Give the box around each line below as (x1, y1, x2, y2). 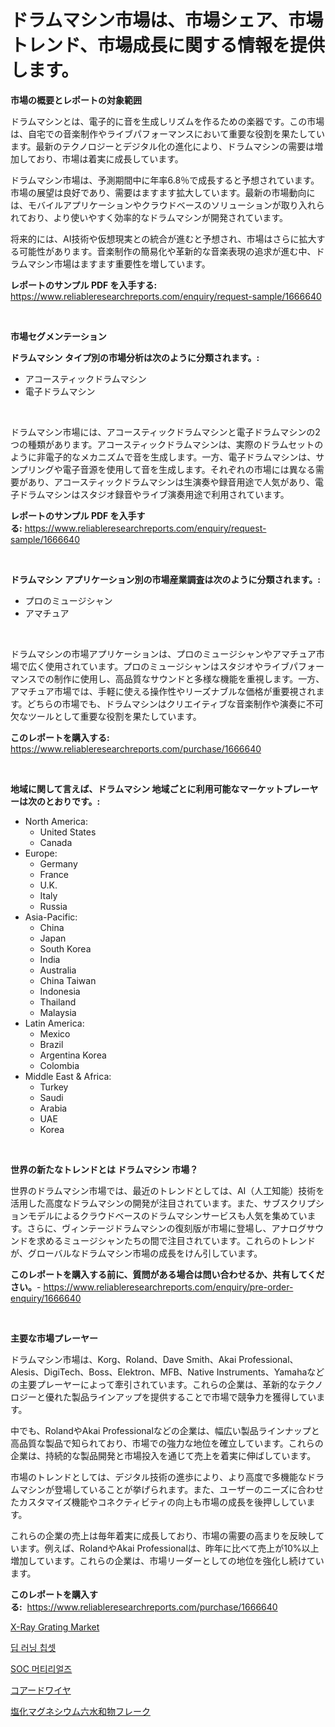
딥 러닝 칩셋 (10, 1641, 57, 1653)
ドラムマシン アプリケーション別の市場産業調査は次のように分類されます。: (10, 573, 321, 585)
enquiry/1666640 (10, 1292, 82, 1304)
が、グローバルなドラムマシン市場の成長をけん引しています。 (10, 1247, 263, 1259)
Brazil (39, 1038, 64, 1050)
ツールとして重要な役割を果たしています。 (27, 710, 202, 722)
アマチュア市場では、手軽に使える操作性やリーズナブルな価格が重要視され (10, 685, 317, 697)
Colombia (39, 1059, 80, 1071)
